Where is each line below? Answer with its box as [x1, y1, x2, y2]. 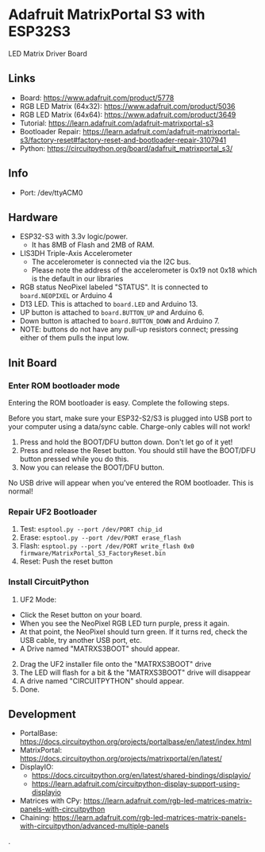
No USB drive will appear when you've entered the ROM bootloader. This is [8, 478, 254, 488]
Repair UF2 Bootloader [8, 506, 98, 517]
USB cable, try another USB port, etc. [19, 635, 143, 645]
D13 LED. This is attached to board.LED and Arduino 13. [19, 300, 198, 309]
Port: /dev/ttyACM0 [19, 188, 83, 197]
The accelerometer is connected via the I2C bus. [31, 257, 191, 267]
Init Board [8, 356, 57, 370]
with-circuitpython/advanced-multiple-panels [19, 821, 169, 831]
